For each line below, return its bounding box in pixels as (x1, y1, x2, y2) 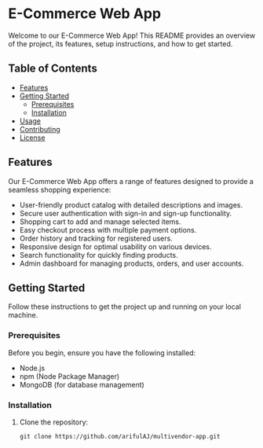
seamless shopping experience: (8, 185, 111, 194)
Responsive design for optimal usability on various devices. (19, 241, 212, 252)
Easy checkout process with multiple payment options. (19, 225, 197, 234)
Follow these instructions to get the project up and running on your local (8, 302, 242, 311)
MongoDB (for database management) (19, 380, 145, 389)
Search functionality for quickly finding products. (19, 250, 178, 259)
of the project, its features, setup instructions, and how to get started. (8, 39, 233, 48)
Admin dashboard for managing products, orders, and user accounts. (19, 259, 244, 268)
